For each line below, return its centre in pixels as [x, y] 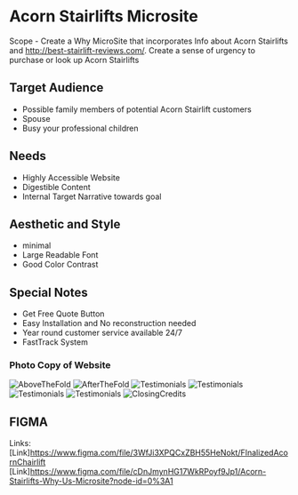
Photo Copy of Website [60, 365]
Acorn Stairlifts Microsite [104, 16]
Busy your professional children [80, 128]
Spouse [36, 118]
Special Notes [49, 292]
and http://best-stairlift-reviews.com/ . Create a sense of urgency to [133, 50]
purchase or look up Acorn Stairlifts [74, 60]
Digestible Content [56, 187]
